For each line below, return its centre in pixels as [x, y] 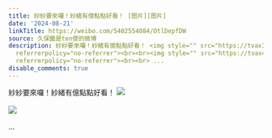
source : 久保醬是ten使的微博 [53, 38]
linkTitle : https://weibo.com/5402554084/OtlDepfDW [97, 31]
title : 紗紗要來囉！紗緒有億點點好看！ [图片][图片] [87, 16]
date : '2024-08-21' [41, 23]
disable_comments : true [49, 69]
